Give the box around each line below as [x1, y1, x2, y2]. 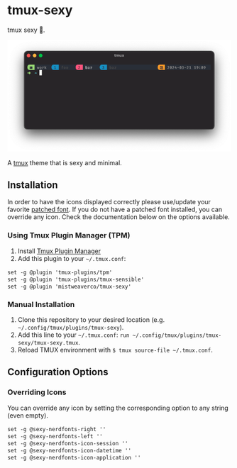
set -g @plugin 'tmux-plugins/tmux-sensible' [7, 276, 144, 283]
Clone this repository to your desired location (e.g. [17, 316, 165, 324]
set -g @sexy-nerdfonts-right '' [7, 425, 106, 433]
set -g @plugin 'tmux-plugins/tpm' [7, 269, 113, 276]
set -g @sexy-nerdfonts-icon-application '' [7, 454, 141, 461]
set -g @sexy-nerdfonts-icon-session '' [7, 440, 129, 447]
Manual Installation [7, 299, 75, 309]
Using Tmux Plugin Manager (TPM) [7, 230, 131, 240]
